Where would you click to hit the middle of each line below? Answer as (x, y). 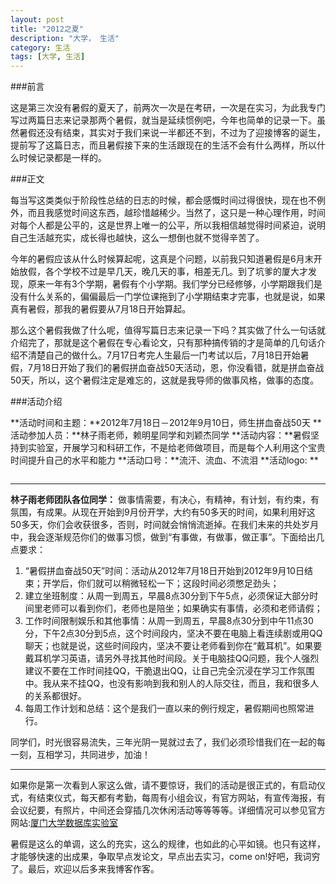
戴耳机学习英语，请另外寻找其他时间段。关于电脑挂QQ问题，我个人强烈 (172, 658)
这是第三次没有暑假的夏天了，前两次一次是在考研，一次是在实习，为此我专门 (168, 108)
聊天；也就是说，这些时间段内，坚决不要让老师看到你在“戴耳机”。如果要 (173, 646)
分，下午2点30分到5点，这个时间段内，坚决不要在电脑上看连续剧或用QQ (173, 633)
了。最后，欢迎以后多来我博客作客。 (85, 869)
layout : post (37, 19)
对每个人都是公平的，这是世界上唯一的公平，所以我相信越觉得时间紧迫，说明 (168, 225)
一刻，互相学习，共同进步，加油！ (80, 755)
